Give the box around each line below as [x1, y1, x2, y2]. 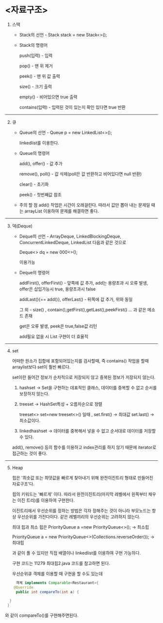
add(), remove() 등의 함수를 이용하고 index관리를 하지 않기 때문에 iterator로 [12, 444, 157, 450]
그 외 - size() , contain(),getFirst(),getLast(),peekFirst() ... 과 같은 [19, 306, 147, 312]
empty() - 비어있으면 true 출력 [19, 94, 78, 100]
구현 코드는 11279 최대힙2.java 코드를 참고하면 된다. [12, 560, 111, 566]
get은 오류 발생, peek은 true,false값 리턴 [19, 323, 98, 329]
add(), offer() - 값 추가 [19, 160, 63, 166]
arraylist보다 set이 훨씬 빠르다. [12, 364, 71, 370]
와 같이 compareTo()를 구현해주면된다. [5, 612, 79, 619]
